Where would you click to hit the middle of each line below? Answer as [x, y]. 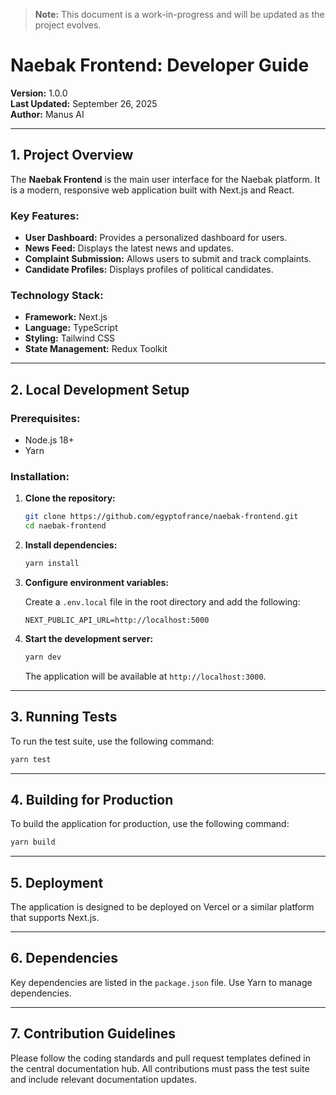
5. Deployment [57, 882]
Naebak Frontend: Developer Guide [160, 65]
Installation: [40, 476]
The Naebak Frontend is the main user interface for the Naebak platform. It [165, 179]
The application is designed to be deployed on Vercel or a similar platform [162, 907]
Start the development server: [89, 638]
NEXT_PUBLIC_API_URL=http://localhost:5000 [117, 620]
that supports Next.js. [55, 918]
